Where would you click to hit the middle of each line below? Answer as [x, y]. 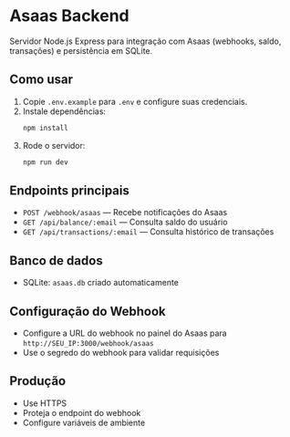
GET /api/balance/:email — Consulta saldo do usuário [125, 222]
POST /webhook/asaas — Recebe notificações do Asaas [125, 213]
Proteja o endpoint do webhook [82, 412]
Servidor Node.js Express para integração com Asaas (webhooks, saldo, [145, 41]
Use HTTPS [45, 403]
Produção [38, 381]
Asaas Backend [69, 16]
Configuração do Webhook [88, 311]
